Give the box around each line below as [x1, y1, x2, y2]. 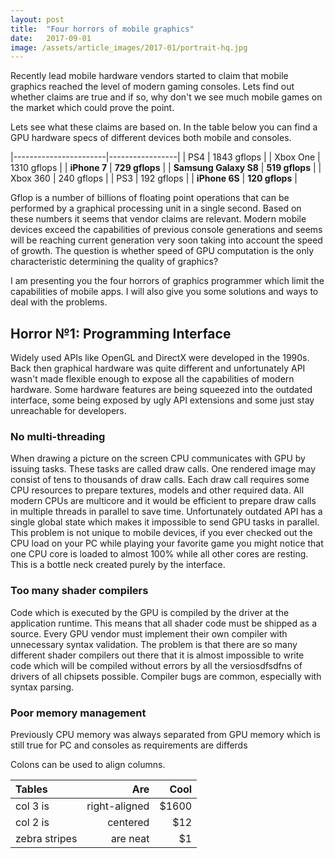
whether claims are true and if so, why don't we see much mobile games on [10, 91, 323, 103]
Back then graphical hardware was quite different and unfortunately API [10, 362, 306, 375]
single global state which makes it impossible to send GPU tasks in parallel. [10, 516, 320, 528]
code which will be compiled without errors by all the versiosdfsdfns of [10, 659, 303, 671]
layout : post [10, 14, 65, 25]
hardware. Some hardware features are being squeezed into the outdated [10, 384, 313, 396]
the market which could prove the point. [10, 102, 175, 114]
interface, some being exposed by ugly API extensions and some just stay [10, 394, 315, 406]
